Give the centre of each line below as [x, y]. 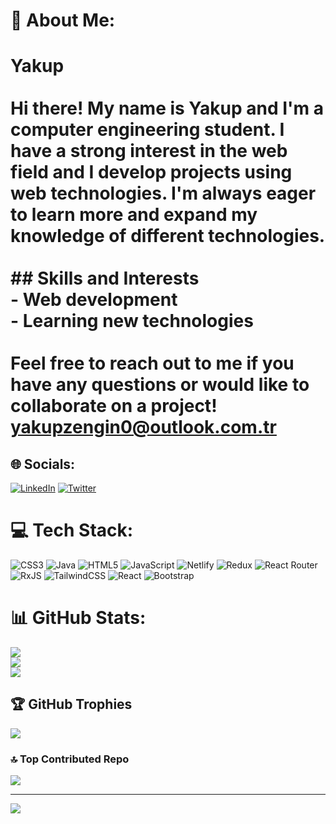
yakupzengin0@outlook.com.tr [143, 427]
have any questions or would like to [160, 385]
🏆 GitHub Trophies [71, 704]
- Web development [94, 300]
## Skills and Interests [105, 278]
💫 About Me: [63, 20]
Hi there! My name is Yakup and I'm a [167, 108]
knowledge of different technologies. [168, 236]
